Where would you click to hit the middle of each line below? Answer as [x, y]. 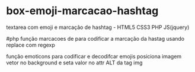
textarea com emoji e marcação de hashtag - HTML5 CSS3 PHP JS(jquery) [98, 27]
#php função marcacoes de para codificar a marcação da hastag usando [95, 38]
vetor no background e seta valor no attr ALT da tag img [74, 63]
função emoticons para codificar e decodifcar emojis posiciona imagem [94, 56]
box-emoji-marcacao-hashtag [82, 11]
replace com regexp [31, 45]
